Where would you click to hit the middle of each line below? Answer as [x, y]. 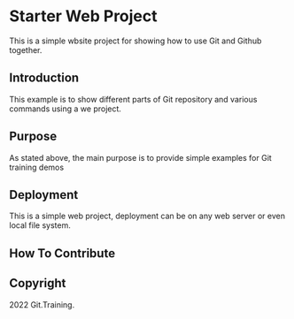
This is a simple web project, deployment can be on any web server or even [147, 216]
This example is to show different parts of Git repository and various [133, 99]
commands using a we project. [66, 109]
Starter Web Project [83, 16]
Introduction [44, 78]
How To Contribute [62, 253]
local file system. [40, 225]
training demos [37, 167]
